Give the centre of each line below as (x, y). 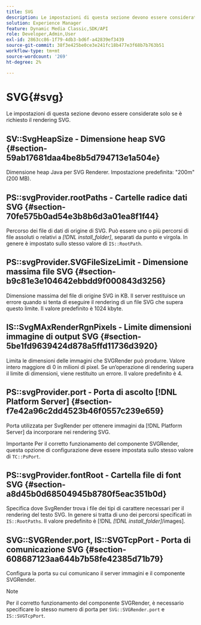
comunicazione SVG (45, 550)
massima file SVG (40, 272)
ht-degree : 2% (24, 62)
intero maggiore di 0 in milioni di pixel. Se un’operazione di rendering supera (100, 367)
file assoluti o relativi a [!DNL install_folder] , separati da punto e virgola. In (97, 237)
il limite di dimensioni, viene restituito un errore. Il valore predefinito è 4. (95, 373)
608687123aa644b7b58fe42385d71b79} (85, 559)
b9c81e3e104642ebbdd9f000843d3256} (86, 281)
